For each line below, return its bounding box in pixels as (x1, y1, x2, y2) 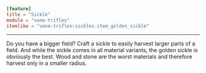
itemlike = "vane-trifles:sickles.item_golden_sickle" (6, 23, 150, 29)
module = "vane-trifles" (6, 17, 70, 23)
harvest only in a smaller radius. (6, 59, 87, 67)
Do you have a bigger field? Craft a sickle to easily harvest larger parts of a (6, 40, 196, 47)
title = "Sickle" (6, 11, 51, 18)
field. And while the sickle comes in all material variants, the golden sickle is (6, 46, 198, 53)
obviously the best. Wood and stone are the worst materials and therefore (6, 53, 193, 60)
